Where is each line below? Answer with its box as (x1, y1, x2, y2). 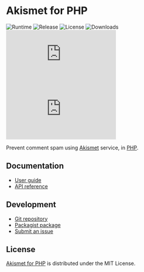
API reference (14, 183, 48, 190)
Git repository (14, 215, 48, 222)
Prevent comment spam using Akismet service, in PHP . (6, 144, 139, 151)
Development (6, 200, 57, 210)
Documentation (6, 161, 64, 171)
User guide (14, 176, 42, 183)
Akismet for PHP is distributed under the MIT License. (6, 260, 136, 267)
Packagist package (14, 221, 61, 228)
